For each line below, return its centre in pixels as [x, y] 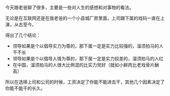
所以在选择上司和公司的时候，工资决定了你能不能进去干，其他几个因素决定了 [85, 82]
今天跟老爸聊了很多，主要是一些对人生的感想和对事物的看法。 [70, 7]
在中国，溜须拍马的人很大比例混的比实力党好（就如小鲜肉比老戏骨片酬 [86, 65]
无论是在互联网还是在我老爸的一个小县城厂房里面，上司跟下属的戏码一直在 [83, 18]
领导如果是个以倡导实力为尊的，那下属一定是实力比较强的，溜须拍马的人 [88, 46]
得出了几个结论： [23, 35]
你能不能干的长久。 [25, 88]
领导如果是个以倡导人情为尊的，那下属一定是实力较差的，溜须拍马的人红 [88, 59]
